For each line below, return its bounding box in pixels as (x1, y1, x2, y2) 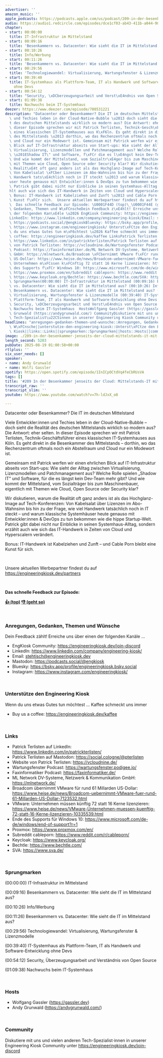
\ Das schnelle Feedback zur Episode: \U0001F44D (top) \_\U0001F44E (9, 202, 153, 207)
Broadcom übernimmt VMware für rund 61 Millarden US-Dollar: (12, 785, 138, 791)
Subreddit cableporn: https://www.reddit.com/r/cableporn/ (12, 832, 130, 838)
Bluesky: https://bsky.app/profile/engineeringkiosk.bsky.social (12, 664, 137, 669)
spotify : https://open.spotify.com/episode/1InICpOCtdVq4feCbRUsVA (5, 370, 145, 374)
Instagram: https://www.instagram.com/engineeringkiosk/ (12, 669, 128, 675)
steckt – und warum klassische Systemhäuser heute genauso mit (5, 511, 135, 517)
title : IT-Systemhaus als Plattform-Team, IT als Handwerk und (9, 79, 140, 84)
